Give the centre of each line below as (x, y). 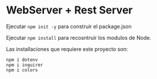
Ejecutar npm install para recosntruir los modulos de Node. (79, 37)
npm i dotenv (22, 60)
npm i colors (22, 70)
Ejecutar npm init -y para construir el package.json (69, 26)
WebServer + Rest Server (69, 10)
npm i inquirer (25, 65)
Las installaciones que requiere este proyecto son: (67, 49)
